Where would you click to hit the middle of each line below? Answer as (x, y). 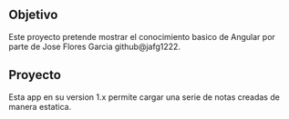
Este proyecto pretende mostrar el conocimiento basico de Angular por (142, 36)
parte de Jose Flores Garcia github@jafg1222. (95, 46)
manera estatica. (40, 106)
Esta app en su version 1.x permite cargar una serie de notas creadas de (144, 97)
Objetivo (33, 15)
